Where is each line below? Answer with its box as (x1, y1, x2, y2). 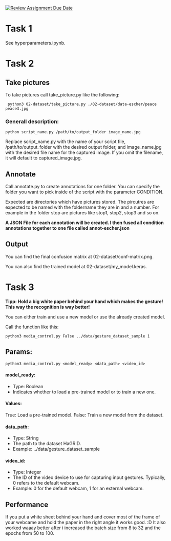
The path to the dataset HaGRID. (12, 440, 81, 447)
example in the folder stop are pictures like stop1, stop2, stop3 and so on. (5, 210, 160, 216)
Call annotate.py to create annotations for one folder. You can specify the (5, 184, 160, 190)
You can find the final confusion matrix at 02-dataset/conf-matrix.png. (5, 253, 154, 259)
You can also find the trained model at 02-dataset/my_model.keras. (5, 263, 147, 269)
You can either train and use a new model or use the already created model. (5, 313, 165, 320)
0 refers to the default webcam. (12, 480, 80, 486)
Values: (5, 400, 22, 407)
